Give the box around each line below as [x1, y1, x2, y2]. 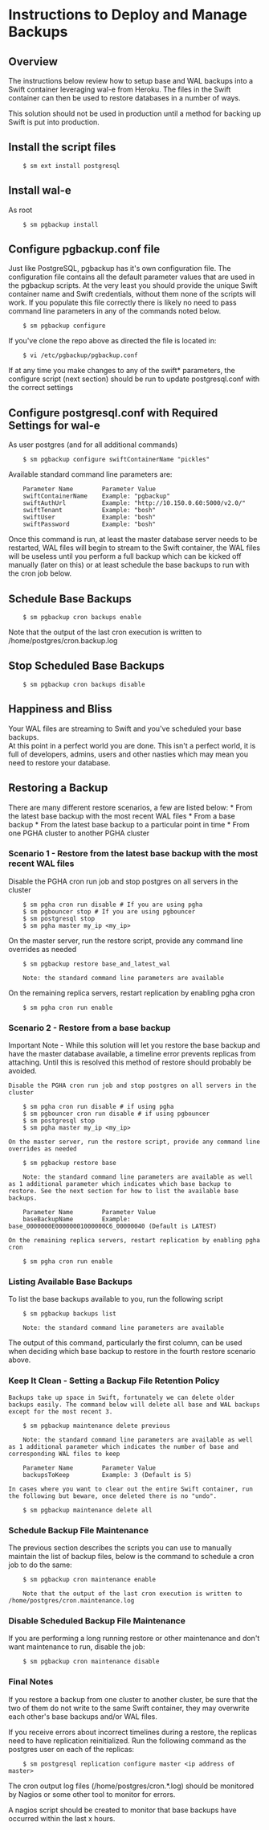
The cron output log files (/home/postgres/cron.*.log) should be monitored [8, 1781, 255, 1791]
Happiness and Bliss [8, 702, 112, 716]
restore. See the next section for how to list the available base [8, 1188, 239, 1196]
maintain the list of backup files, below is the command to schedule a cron [8, 1551, 255, 1561]
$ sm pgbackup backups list [22, 1310, 116, 1318]
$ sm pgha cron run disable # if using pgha [22, 1103, 174, 1111]
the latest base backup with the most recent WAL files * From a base [8, 810, 235, 821]
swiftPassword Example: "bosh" [22, 520, 157, 528]
